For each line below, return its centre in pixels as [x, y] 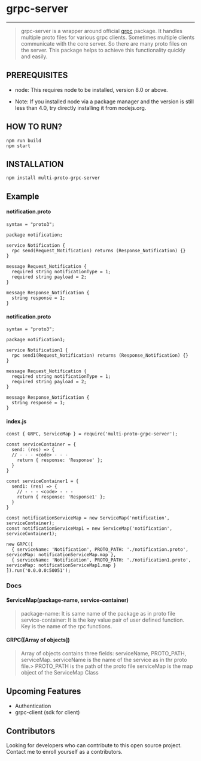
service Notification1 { [37, 350]
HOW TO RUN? [34, 127]
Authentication [33, 706]
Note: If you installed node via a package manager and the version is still [104, 102]
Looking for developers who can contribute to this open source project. [94, 745]
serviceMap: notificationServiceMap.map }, [61, 555]
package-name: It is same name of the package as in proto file [98, 613]
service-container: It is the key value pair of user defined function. [102, 620]
